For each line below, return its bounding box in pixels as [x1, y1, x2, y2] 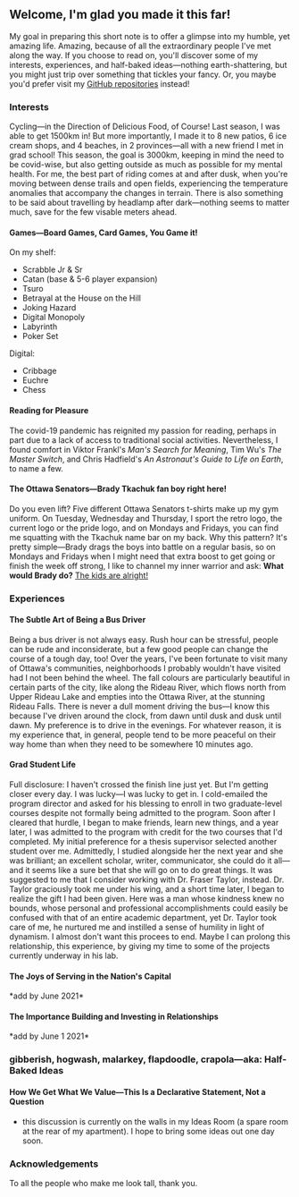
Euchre [21, 375, 49, 386]
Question [9, 1096, 45, 1107]
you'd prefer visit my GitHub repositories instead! [9, 78, 190, 89]
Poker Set [21, 331, 59, 342]
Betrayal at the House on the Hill [21, 293, 141, 303]
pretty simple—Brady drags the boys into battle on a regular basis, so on [9, 541, 277, 552]
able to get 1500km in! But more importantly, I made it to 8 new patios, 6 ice [9, 131, 287, 141]
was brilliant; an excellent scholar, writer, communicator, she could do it [9, 855, 272, 866]
